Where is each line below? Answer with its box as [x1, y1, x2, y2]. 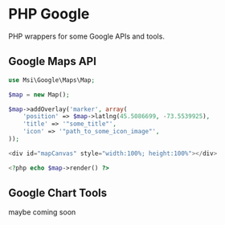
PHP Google [8, 5, 90, 23]
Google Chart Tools [8, 186, 107, 200]
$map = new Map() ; [8, 90, 70, 99]
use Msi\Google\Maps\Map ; [8, 76, 95, 84]
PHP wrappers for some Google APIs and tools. [8, 31, 165, 41]
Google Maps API [8, 55, 96, 68]
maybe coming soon [8, 207, 76, 217]
